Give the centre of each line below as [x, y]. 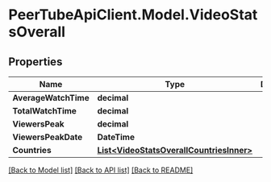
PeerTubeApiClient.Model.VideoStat [133, 15]
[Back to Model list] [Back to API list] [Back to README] [101, 170]
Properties [35, 62]
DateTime [116, 137]
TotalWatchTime [44, 111]
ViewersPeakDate [48, 137]
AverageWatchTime [51, 98]
